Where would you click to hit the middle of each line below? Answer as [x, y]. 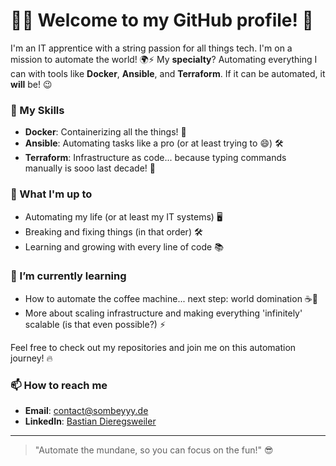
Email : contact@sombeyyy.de [86, 411]
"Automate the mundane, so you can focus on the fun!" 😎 [154, 450]
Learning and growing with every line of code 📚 [124, 246]
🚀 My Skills [37, 110]
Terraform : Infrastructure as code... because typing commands [155, 158]
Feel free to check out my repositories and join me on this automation [153, 347]
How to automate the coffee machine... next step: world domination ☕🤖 [171, 298]
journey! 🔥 [31, 358]
